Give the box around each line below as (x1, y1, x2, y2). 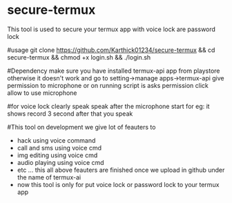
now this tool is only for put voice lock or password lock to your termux (17, 180, 220, 188)
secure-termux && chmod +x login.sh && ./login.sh (7, 53, 151, 61)
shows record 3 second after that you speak (7, 109, 133, 118)
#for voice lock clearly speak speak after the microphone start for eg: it (7, 102, 210, 110)
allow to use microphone (7, 89, 77, 97)
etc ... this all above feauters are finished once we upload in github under (17, 166, 225, 174)
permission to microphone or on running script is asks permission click (7, 81, 209, 89)
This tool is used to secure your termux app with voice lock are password (7, 25, 216, 33)
